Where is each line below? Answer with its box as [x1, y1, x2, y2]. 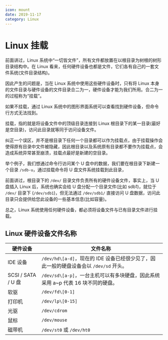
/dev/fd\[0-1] [41, 289, 75, 295]
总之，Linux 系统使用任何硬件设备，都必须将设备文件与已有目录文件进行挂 [5, 207, 158, 213]
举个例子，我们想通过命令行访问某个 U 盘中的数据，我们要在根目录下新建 [5, 161, 156, 167]
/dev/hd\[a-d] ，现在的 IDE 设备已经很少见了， [41, 255, 151, 262]
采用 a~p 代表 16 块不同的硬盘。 [41, 279, 118, 286]
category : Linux [5, 17, 39, 22]
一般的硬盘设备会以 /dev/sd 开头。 [46, 262, 127, 269]
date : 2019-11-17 [5, 12, 41, 17]
